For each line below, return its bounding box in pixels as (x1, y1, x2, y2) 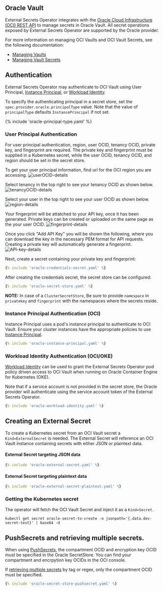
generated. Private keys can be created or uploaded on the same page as (5, 216, 154, 222)
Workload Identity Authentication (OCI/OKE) (5, 353, 113, 359)
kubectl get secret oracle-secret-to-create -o (5, 516, 104, 521)
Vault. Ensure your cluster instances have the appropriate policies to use (5, 326, 151, 332)
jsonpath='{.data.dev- (106, 516, 152, 521)
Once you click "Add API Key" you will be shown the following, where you (5, 231, 153, 236)
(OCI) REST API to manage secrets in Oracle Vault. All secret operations (5, 22, 149, 28)
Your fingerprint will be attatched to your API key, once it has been (5, 211, 139, 217)
